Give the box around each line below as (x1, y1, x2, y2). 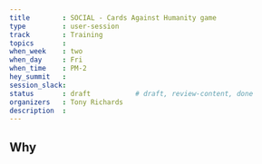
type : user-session (9, 22, 120, 31)
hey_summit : (9, 72, 67, 82)
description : (9, 106, 67, 115)
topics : (9, 38, 67, 48)
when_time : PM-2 (9, 64, 88, 73)
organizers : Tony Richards (9, 97, 124, 107)
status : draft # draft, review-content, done (9, 89, 254, 98)
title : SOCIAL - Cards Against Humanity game (9, 13, 218, 23)
